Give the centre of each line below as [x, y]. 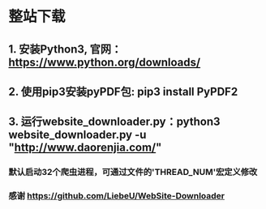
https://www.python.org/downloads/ [105, 62]
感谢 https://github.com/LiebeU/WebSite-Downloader [117, 196]
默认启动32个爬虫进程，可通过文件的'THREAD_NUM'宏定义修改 [133, 173]
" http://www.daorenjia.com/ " [85, 148]
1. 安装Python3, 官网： [65, 49]
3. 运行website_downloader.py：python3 [114, 122]
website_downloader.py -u [77, 135]
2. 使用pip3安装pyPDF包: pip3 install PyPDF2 [123, 91]
